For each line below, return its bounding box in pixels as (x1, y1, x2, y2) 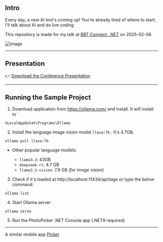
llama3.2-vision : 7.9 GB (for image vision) (19, 167, 104, 173)
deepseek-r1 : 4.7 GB (19, 162, 60, 168)
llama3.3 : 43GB (19, 157, 51, 163)
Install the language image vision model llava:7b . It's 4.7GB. (12, 129, 134, 135)
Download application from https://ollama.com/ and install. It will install (12, 106, 154, 112)
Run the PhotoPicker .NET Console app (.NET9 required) (12, 218, 125, 223)
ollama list (5, 191, 29, 196)
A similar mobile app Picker (5, 231, 60, 238)
